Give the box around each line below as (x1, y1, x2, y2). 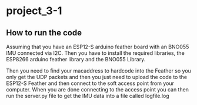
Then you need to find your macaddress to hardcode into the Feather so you (6, 67, 191, 74)
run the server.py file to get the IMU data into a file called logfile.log (6, 93, 169, 99)
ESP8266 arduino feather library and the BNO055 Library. (6, 56, 146, 63)
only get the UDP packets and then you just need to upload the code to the (6, 74, 187, 80)
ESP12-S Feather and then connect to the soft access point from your (6, 80, 175, 87)
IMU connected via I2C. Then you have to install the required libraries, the (6, 50, 185, 57)
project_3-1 (6, 4, 62, 18)
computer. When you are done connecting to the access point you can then (6, 86, 189, 93)
